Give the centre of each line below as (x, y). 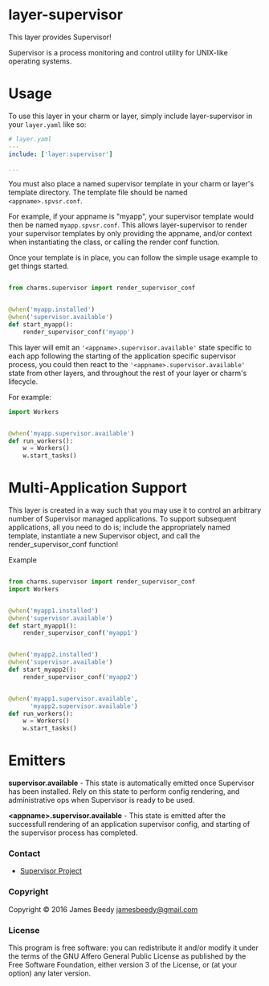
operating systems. (40, 61)
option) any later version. (49, 973)
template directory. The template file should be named (98, 192)
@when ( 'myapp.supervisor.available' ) (71, 433)
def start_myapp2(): (43, 670)
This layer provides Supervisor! (60, 37)
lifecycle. (23, 381)
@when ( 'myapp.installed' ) (51, 310)
